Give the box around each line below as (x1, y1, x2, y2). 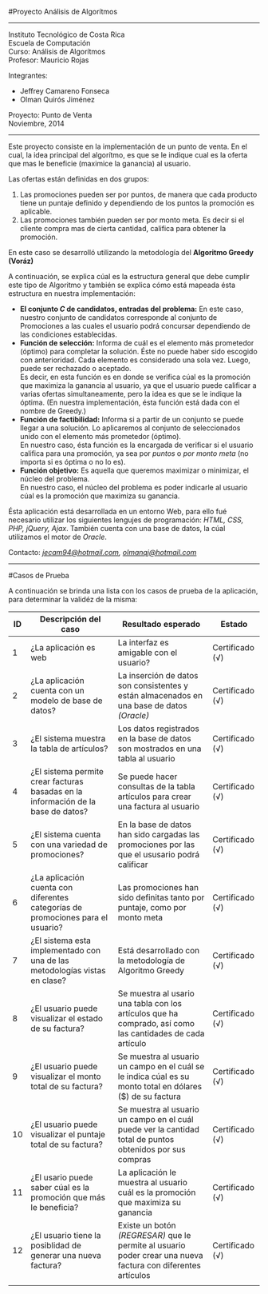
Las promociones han (117, 882, 199, 893)
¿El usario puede (30, 1172, 93, 1183)
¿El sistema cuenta (30, 829, 101, 840)
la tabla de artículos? (30, 743, 108, 754)
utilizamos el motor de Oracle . (8, 532, 108, 541)
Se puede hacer (117, 771, 178, 782)
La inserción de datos (117, 670, 199, 681)
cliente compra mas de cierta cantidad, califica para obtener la (19, 224, 227, 233)
